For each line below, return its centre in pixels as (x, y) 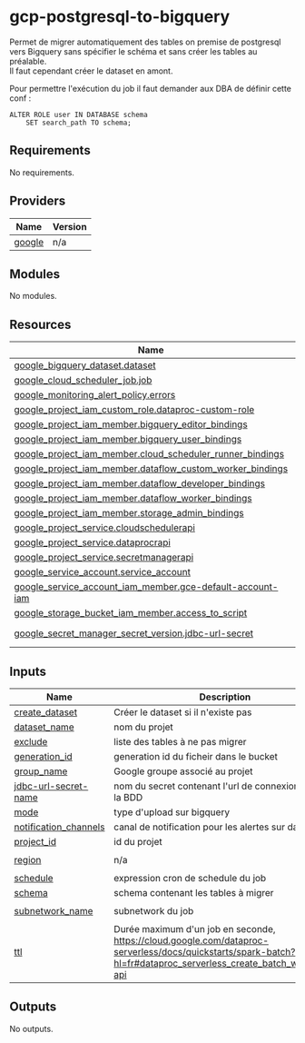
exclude (31, 742)
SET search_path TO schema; (79, 123)
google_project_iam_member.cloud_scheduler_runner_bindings (149, 454)
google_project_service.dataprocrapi (92, 542)
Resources (40, 324)
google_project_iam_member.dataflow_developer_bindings (140, 483)
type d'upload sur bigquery (171, 812)
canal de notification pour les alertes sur (199, 827)
